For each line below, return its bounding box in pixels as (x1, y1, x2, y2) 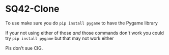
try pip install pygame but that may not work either (5, 35, 114, 41)
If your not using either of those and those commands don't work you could (5, 30, 164, 36)
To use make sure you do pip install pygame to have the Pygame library (5, 20, 158, 26)
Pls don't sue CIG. (5, 45, 43, 51)
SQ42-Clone (5, 3, 60, 15)
